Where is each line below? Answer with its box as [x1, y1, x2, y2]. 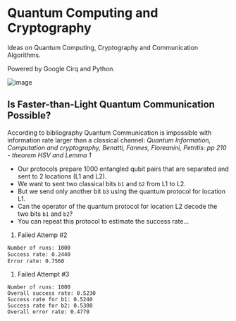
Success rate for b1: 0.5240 [7, 296, 93, 303]
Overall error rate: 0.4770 [7, 308, 90, 315]
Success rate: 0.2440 [7, 250, 71, 258]
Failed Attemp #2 [17, 231, 68, 239]
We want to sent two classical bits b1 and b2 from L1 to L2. [17, 179, 187, 188]
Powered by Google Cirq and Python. [7, 64, 115, 73]
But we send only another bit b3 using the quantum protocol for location [17, 187, 226, 195]
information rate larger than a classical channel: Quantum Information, [7, 135, 211, 144]
